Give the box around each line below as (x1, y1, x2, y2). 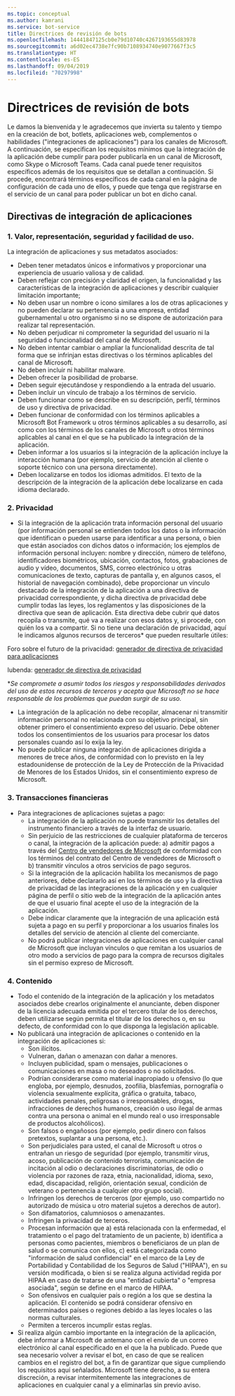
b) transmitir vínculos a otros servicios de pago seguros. (27, 861, 192, 870)
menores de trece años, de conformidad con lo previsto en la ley (17, 753, 205, 761)
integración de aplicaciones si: (17, 1037, 107, 1046)
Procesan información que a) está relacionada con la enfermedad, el (27, 1224, 227, 1232)
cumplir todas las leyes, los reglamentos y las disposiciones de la (17, 601, 206, 609)
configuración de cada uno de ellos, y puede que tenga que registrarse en (7, 182, 222, 191)
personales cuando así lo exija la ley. (17, 738, 124, 747)
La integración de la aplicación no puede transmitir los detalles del (27, 816, 220, 825)
